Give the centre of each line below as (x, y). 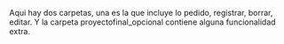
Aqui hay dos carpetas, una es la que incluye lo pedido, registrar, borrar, (141, 13)
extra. (20, 31)
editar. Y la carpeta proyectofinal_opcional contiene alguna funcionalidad (143, 22)
